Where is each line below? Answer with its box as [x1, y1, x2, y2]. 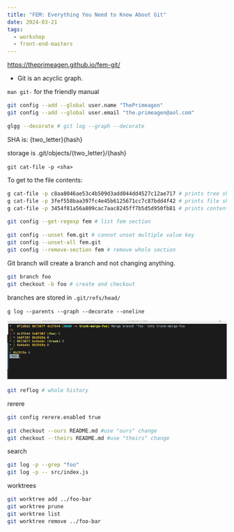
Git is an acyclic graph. [17, 74, 84, 83]
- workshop [13, 33, 45, 40]
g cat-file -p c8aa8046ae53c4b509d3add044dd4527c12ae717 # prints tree [7, 190, 219, 197]
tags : [7, 26, 23, 33]
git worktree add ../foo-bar [7, 496, 92, 503]
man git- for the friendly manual [7, 88, 100, 96]
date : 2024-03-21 [7, 18, 58, 26]
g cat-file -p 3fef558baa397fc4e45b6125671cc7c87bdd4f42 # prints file [7, 197, 219, 205]
